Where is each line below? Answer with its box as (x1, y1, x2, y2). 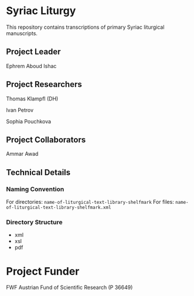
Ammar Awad (6, 150, 39, 157)
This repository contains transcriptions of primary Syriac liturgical (6, 23, 165, 31)
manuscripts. (6, 29, 38, 36)
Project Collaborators (6, 134, 86, 144)
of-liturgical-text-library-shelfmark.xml (6, 204, 111, 211)
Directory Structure (6, 218, 63, 226)
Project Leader (6, 47, 61, 57)
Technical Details (6, 167, 71, 177)
